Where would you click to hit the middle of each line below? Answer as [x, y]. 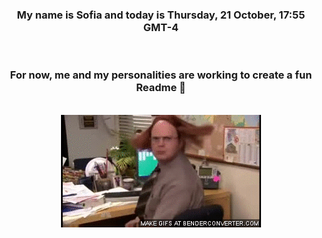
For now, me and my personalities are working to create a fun [161, 75]
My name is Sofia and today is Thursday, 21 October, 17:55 [161, 15]
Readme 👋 [161, 88]
